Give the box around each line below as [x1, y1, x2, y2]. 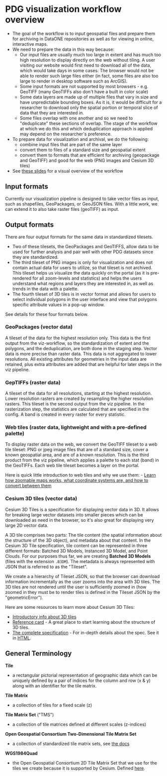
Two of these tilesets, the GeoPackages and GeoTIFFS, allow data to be [12, 243, 159, 249]
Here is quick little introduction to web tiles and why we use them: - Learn [5, 472, 156, 478]
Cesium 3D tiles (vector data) [5, 495, 78, 502]
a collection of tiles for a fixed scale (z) [12, 702, 92, 708]
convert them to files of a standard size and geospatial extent [19, 147, 146, 153]
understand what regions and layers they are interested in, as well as [12, 280, 154, 287]
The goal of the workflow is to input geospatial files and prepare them [12, 30, 156, 36]
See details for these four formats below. [5, 311, 88, 317]
